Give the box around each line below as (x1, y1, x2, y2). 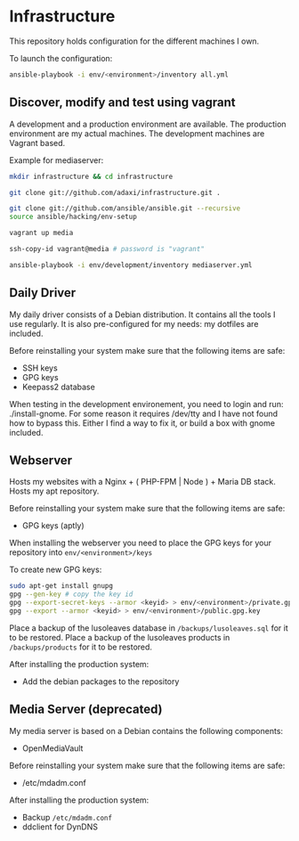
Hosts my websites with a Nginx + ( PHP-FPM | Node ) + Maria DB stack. (9, 477, 276, 487)
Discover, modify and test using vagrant (9, 95, 236, 110)
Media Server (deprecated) (9, 702, 163, 717)
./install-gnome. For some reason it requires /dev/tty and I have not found (9, 408, 279, 419)
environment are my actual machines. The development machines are (9, 127, 265, 139)
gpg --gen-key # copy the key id (9, 590, 133, 599)
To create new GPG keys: (9, 564, 102, 576)
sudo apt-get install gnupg (9, 582, 114, 591)
